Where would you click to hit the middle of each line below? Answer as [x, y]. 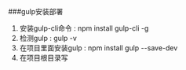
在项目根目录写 [44, 58]
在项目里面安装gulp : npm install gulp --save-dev [98, 48]
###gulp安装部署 [36, 11]
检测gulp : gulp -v [48, 38]
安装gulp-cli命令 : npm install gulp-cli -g [84, 28]
